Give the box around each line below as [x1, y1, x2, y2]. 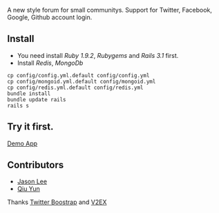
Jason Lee [17, 177, 47, 185]
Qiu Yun [17, 185, 40, 193]
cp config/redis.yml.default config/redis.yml [7, 84, 144, 91]
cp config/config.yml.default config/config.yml [7, 72, 150, 79]
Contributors [7, 159, 64, 171]
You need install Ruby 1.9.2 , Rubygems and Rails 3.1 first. [17, 51, 179, 59]
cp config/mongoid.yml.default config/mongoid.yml [7, 78, 156, 85]
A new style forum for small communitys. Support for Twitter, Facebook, [7, 6, 213, 14]
